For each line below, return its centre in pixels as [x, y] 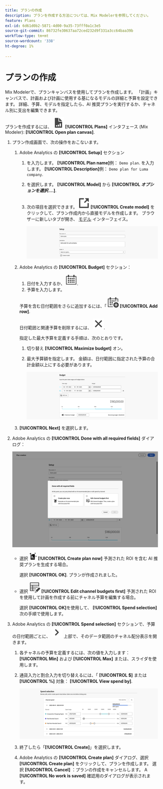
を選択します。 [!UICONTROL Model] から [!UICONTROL [83, 184]
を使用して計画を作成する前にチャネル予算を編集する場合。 [79, 597]
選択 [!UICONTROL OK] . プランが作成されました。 [70, 574]
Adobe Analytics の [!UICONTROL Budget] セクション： [75, 267]
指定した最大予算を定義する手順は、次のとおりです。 [72, 338]
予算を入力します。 [45, 290]
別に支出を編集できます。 [34, 110]
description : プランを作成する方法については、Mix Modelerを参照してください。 [78, 15]
